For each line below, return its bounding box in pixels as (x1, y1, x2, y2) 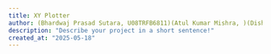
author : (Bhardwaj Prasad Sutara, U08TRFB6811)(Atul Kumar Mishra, (8, 19, 240, 27)
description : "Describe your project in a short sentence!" (8, 26, 215, 34)
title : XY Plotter (8, 11, 70, 20)
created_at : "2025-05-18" (8, 33, 95, 42)
